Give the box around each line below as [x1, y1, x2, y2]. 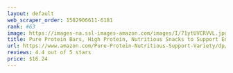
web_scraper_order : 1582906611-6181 [7, 17, 113, 24]
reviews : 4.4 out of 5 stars [7, 49, 92, 56]
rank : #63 [7, 23, 36, 30]
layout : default [7, 10, 54, 17]
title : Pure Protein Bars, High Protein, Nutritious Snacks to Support [7, 36, 218, 43]
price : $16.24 [7, 56, 49, 63]
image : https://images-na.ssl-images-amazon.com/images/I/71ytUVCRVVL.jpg [7, 29, 228, 37]
